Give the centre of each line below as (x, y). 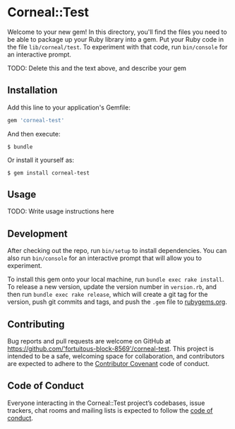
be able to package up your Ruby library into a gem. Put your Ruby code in (116, 39)
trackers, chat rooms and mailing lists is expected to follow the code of (110, 410)
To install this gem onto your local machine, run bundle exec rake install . (116, 279)
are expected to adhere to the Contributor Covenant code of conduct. (108, 364)
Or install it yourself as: (41, 160)
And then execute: (34, 134)
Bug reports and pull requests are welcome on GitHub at (89, 341)
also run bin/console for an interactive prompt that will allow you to (105, 258)
